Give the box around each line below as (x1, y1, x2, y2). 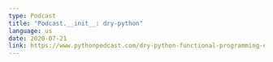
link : (8, 42, 27, 50)
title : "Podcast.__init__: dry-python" (8, 19, 144, 27)
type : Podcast (8, 11, 57, 20)
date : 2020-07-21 (8, 34, 67, 43)
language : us (8, 27, 53, 35)
